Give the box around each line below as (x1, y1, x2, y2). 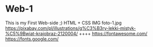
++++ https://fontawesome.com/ (79, 30, 148, 36)
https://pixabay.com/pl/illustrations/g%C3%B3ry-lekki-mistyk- (5, 25, 136, 31)
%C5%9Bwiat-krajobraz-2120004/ (5, 30, 78, 36)
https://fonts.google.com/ (5, 36, 59, 42)
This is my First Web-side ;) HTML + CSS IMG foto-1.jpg (5, 20, 122, 26)
